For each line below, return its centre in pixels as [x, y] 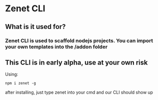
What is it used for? [36, 27]
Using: [12, 75]
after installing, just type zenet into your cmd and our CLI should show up [79, 92]
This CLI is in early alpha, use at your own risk [77, 62]
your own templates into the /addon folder [56, 47]
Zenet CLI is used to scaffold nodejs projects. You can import [79, 41]
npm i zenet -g [21, 83]
